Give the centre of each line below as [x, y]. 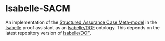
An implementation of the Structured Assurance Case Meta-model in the [81, 22]
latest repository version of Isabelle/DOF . [48, 33]
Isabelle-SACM [38, 9]
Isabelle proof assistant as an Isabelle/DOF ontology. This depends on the [83, 27]
